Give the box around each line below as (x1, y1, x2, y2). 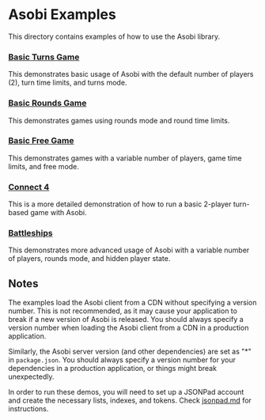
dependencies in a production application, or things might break (8, 364, 218, 373)
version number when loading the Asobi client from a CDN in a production (8, 323, 249, 333)
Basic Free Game (8, 135, 74, 146)
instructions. (8, 404, 49, 414)
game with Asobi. (30, 208, 87, 218)
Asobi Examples (8, 6, 116, 24)
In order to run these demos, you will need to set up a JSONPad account (8, 388, 244, 397)
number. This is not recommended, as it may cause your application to (8, 306, 237, 316)
